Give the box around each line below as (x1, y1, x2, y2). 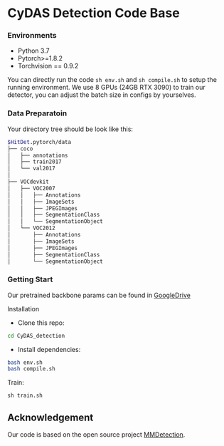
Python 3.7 (17, 46, 50, 55)
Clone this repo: (17, 318, 65, 327)
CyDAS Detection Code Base (7, 5, 180, 21)
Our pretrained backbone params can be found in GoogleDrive (7, 291, 191, 299)
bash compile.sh (7, 365, 55, 373)
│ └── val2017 (7, 165, 55, 172)
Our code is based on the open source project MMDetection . (7, 430, 186, 439)
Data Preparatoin (7, 108, 68, 118)
